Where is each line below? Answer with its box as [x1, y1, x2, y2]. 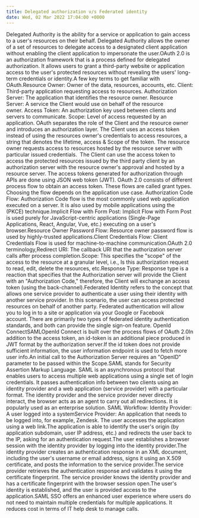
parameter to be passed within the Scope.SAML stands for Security [6, 360, 172, 367]
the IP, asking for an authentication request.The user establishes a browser [6, 435, 190, 442]
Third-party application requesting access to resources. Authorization [6, 88, 177, 95]
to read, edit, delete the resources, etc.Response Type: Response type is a [6, 264, 189, 272]
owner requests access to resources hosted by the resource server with [6, 144, 183, 152]
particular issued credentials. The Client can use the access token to [6, 151, 176, 158]
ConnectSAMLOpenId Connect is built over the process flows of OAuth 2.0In [6, 328, 194, 335]
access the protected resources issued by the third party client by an [6, 157, 175, 164]
